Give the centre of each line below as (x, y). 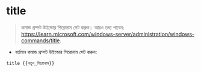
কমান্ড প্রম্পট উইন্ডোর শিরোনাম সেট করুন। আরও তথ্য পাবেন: (73, 27)
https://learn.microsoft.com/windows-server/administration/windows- (107, 34)
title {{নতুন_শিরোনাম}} (30, 63)
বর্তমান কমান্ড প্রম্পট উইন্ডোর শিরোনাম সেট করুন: (56, 52)
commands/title (40, 40)
